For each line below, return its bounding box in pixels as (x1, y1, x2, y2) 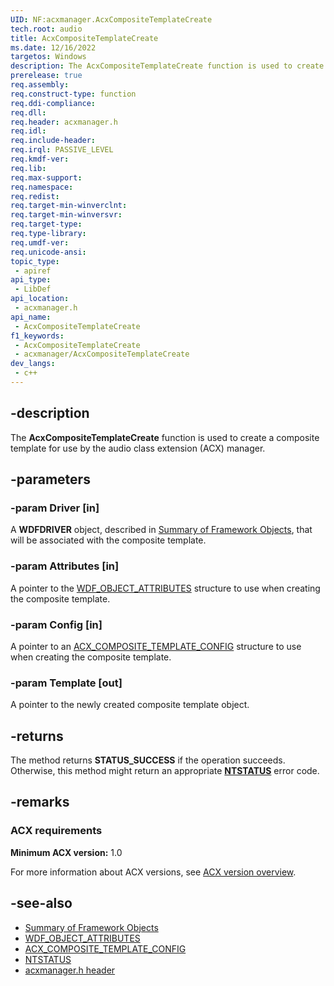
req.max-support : (10, 172, 83, 183)
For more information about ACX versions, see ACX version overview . (10, 866, 297, 878)
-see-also (10, 895, 73, 912)
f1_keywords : (10, 331, 65, 341)
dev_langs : (10, 359, 56, 369)
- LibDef (14, 284, 52, 295)
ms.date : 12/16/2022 (10, 42, 97, 53)
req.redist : (10, 191, 60, 201)
